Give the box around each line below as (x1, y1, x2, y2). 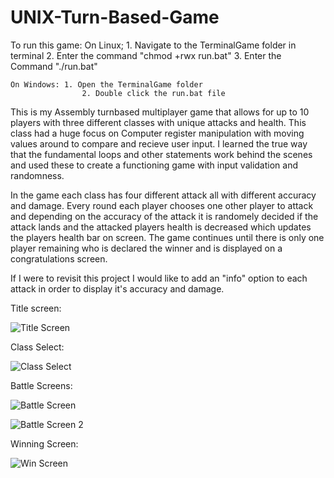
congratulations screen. (10, 252, 108, 265)
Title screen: (10, 302, 62, 314)
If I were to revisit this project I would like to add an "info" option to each (10, 272, 308, 284)
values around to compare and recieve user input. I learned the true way (10, 137, 308, 150)
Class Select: (10, 341, 65, 353)
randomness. (10, 169, 65, 181)
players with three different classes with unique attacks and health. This (10, 116, 307, 128)
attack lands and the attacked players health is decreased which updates (10, 221, 312, 233)
